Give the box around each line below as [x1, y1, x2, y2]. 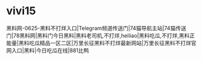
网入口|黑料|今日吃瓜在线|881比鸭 [6, 46, 89, 54]
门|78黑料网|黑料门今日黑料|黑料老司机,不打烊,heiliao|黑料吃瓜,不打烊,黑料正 [6, 31, 195, 39]
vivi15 [6, 4, 36, 18]
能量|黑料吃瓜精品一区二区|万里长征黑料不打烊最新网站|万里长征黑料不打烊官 [6, 39, 197, 46]
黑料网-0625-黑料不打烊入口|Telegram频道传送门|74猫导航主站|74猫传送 [6, 24, 187, 31]
